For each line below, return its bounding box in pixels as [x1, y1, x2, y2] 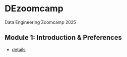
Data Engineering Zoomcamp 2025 [4, 19, 76, 25]
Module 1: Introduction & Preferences [4, 33, 122, 42]
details [11, 46, 26, 52]
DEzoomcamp [4, 3, 63, 14]
